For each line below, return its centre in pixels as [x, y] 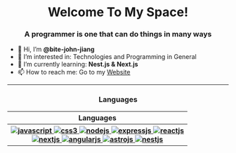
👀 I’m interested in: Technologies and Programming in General [107, 57]
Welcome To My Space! [118, 12]
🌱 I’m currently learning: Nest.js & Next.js [78, 65]
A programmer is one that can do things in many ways [118, 34]
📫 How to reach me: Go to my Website [74, 72]
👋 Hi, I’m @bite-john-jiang [56, 49]
